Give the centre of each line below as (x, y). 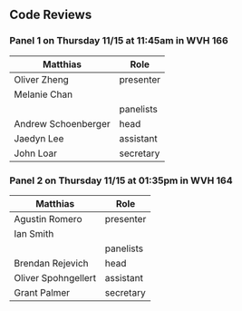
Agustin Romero (48, 219)
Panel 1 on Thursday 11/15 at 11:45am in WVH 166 (119, 41)
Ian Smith (34, 233)
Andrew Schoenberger (62, 123)
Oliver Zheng (42, 79)
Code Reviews (51, 15)
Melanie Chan (44, 94)
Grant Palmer (42, 292)
